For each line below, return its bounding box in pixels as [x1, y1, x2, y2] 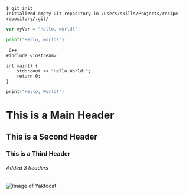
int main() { [6, 62, 38, 69]
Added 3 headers [6, 164, 49, 171]
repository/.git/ [6, 16, 49, 22]
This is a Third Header [6, 150, 71, 158]
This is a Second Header [6, 132, 97, 142]
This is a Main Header [6, 108, 115, 122]
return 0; [17, 73, 41, 79]
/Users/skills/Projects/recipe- [101, 11, 181, 16]
